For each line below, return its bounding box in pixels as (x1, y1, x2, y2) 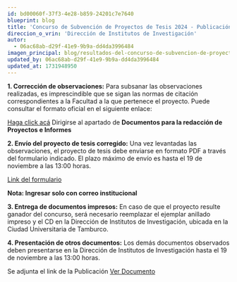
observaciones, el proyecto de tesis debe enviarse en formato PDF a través (7, 146, 226, 155)
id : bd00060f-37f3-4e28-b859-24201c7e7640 (7, 10, 134, 18)
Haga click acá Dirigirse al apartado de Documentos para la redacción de (7, 117, 223, 127)
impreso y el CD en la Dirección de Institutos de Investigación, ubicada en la (7, 217, 229, 226)
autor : (7, 37, 27, 44)
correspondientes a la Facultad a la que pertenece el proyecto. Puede (7, 96, 210, 105)
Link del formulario (7, 175, 62, 184)
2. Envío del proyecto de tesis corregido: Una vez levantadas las (7, 139, 197, 148)
